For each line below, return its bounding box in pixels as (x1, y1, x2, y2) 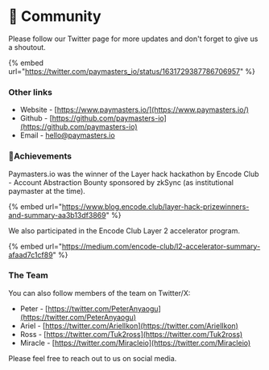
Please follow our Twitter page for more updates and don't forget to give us (8, 34, 259, 43)
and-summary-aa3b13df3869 (8, 210, 106, 220)
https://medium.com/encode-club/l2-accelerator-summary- (61, 241, 261, 251)
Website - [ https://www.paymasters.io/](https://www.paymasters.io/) (19, 105, 250, 115)
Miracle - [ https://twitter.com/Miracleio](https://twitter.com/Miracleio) (19, 338, 251, 347)
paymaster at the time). (8, 186, 86, 195)
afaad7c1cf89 (8, 249, 54, 260)
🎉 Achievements (8, 150, 72, 162)
